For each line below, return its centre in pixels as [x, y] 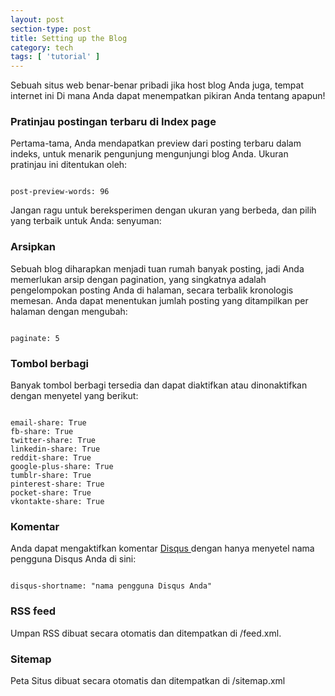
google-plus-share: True [62, 467]
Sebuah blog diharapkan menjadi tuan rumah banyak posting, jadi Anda [157, 268]
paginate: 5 [35, 338]
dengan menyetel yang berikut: [74, 396]
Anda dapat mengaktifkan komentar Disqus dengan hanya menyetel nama [162, 548]
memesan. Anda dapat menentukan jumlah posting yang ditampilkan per [159, 300]
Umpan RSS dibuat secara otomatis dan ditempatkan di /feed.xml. [146, 633]
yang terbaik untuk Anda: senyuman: [86, 221]
